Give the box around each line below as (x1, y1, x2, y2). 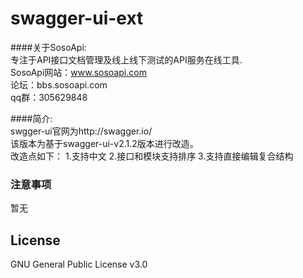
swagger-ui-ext (10, 7, 144, 30)
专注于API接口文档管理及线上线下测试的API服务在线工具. (10, 53, 243, 66)
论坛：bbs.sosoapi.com (10, 78, 108, 91)
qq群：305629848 (10, 91, 88, 103)
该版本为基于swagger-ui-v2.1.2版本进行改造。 (10, 137, 199, 149)
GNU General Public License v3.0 (10, 258, 148, 271)
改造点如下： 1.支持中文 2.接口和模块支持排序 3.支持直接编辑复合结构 (10, 150, 294, 162)
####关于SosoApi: (10, 41, 87, 53)
